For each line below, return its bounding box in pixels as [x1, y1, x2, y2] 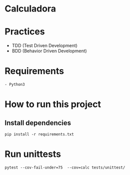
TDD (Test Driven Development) [11, 43, 78, 49]
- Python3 [4, 82, 25, 87]
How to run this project [4, 99, 102, 110]
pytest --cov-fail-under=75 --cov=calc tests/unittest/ [4, 165, 126, 170]
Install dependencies [4, 118, 71, 127]
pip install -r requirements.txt [4, 132, 74, 137]
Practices [4, 26, 45, 38]
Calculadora [4, 3, 56, 15]
